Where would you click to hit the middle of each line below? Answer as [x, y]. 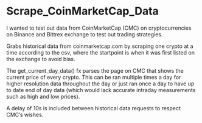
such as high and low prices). [43, 96]
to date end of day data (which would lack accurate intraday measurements [101, 90]
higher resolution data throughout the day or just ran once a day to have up [100, 84]
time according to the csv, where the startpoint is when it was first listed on [100, 52]
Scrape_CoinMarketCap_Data [83, 11]
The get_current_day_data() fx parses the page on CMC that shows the [95, 70]
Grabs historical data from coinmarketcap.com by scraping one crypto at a [100, 46]
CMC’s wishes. [25, 115]
